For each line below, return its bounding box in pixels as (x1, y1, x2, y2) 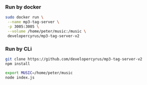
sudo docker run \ (5, 15, 44, 20)
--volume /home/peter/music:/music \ (7, 28, 86, 33)
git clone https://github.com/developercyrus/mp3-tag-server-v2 (5, 56, 142, 61)
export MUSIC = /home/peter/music (5, 70, 73, 75)
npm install (5, 61, 30, 66)
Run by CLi (5, 45, 32, 52)
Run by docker (5, 3, 42, 10)
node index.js (5, 75, 35, 80)
